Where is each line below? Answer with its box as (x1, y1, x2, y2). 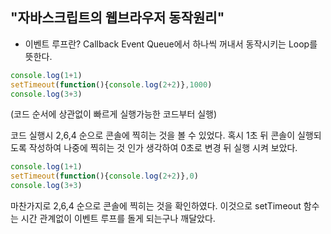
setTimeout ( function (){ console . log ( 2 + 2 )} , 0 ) (10, 171, 199, 182)
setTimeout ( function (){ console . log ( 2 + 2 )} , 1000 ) (10, 79, 213, 90)
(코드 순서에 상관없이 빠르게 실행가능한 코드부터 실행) (10, 108, 218, 120)
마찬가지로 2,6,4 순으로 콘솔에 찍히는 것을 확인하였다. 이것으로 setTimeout (10, 200, 302, 212)
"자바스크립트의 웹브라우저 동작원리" (10, 9, 225, 27)
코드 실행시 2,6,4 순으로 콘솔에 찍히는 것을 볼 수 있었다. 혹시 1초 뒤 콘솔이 (10, 129, 296, 142)
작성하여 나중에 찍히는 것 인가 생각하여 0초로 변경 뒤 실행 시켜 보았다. (28, 142, 298, 154)
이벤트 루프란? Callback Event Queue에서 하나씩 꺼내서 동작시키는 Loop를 (24, 38, 318, 50)
